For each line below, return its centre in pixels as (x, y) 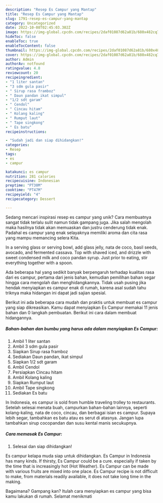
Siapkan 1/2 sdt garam (35, 362)
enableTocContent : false (30, 46)
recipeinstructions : (26, 132)
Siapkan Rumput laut (33, 382)
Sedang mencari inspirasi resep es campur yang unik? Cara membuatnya (78, 217)
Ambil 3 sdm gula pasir (35, 346)
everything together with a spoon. (39, 263)
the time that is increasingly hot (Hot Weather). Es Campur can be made (77, 466)
